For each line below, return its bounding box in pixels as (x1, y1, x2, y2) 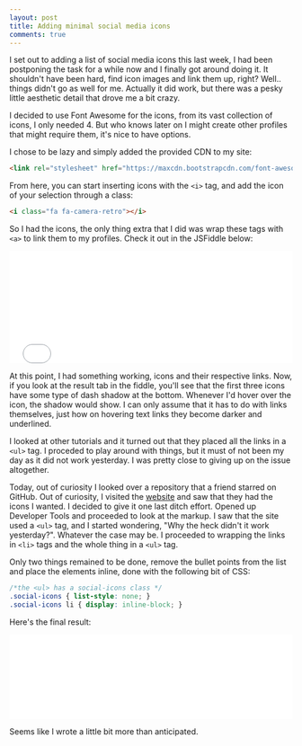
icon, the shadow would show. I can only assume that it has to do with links (9, 399, 288, 410)
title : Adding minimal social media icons (9, 22, 171, 31)
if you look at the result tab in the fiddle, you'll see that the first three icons (9, 380, 286, 391)
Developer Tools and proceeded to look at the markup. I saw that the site (9, 511, 280, 521)
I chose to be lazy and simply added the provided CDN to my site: (9, 147, 253, 157)
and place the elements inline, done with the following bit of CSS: (9, 566, 251, 577)
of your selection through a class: (9, 190, 133, 200)
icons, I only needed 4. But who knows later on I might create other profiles (9, 120, 288, 130)
